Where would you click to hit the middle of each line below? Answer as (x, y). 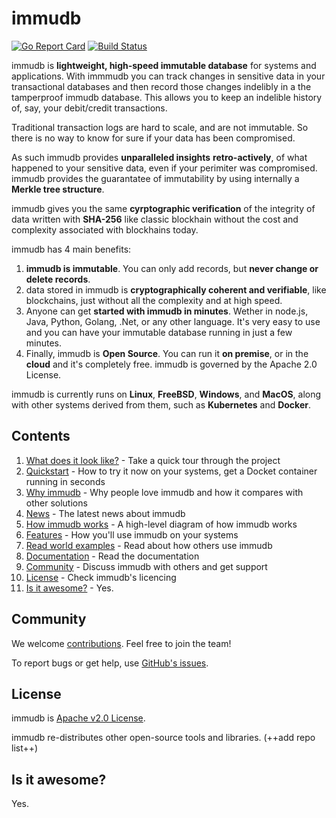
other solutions (56, 503)
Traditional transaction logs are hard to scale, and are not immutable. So (160, 127)
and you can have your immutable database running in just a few (159, 332)
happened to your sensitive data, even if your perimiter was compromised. (164, 168)
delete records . (58, 279)
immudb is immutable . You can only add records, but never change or (172, 268)
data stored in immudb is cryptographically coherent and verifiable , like (176, 289)
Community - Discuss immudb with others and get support (146, 566)
